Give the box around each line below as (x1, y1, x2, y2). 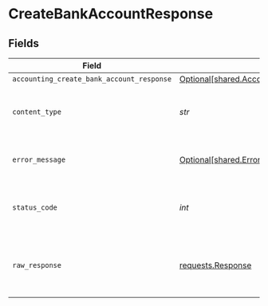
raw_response (12, 261, 62, 269)
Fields (8, 37, 40, 50)
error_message (12, 155, 66, 164)
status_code (12, 203, 58, 212)
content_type (12, 108, 62, 116)
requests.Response (179, 260, 252, 271)
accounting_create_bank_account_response (12, 75, 172, 84)
